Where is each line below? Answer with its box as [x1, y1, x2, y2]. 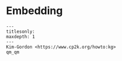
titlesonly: [6, 28, 35, 35]
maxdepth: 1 [6, 33, 35, 39]
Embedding [6, 4, 63, 18]
